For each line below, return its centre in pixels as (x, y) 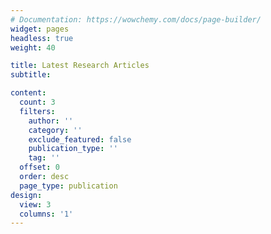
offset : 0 (39, 167)
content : (28, 93)
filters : (37, 111)
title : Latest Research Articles (80, 66)
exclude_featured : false (80, 139)
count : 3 (37, 102)
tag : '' (44, 158)
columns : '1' (46, 214)
